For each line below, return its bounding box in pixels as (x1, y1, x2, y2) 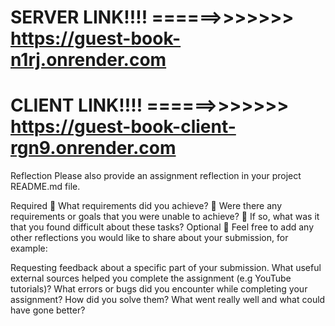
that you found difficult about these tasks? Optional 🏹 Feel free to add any (10, 221, 315, 233)
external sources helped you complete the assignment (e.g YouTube (10, 272, 292, 285)
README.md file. (10, 181, 81, 193)
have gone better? (10, 304, 86, 316)
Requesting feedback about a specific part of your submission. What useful (10, 262, 322, 274)
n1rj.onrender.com (10, 49, 167, 71)
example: (10, 242, 48, 255)
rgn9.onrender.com (10, 137, 177, 160)
